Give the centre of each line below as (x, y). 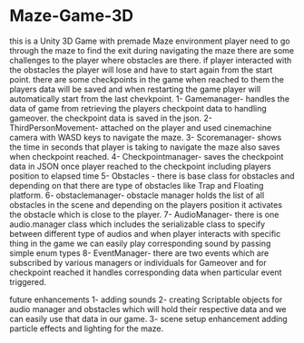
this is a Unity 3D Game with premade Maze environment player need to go (150, 41)
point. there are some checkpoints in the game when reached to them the (147, 79)
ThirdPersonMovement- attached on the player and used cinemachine (141, 127)
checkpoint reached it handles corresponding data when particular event (146, 272)
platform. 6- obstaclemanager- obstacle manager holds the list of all (137, 195)
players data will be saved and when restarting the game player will (135, 89)
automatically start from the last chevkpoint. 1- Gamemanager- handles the (150, 98)
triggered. (28, 281)
